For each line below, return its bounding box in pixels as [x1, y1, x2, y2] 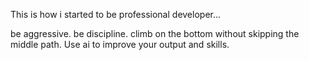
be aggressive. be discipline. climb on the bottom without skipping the [10, 28, 300, 39]
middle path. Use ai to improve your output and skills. [10, 39, 230, 50]
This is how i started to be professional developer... [10, 9, 222, 20]
